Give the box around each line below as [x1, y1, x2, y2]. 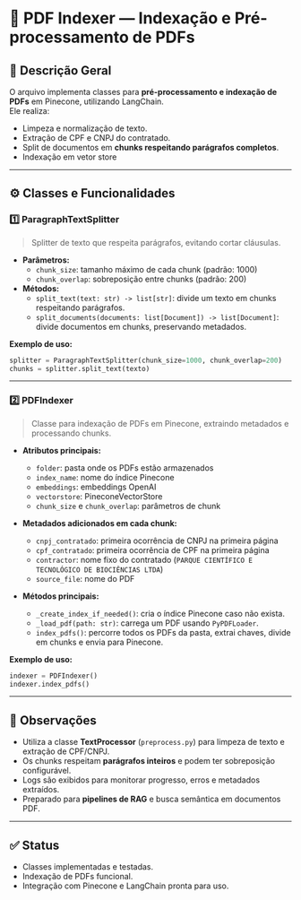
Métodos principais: [21, 591, 99, 601]
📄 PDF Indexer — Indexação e [9, 8, 231, 29]
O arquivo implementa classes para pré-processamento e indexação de [9, 87, 278, 97]
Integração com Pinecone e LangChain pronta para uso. [21, 880, 229, 891]
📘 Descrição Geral [9, 63, 112, 78]
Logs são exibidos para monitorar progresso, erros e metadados [21, 775, 261, 785]
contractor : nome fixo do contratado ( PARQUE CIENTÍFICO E [35, 554, 254, 565]
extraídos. [21, 784, 60, 795]
